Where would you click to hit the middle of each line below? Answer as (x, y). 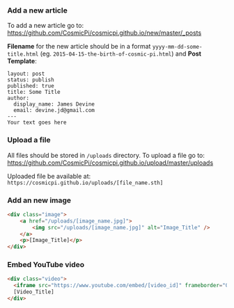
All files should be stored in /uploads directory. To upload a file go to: (106, 155)
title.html (23, 54)
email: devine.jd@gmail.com (54, 111)
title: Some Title (34, 92)
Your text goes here (37, 123)
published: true (31, 86)
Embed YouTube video (46, 265)
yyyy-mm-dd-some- (177, 47)
